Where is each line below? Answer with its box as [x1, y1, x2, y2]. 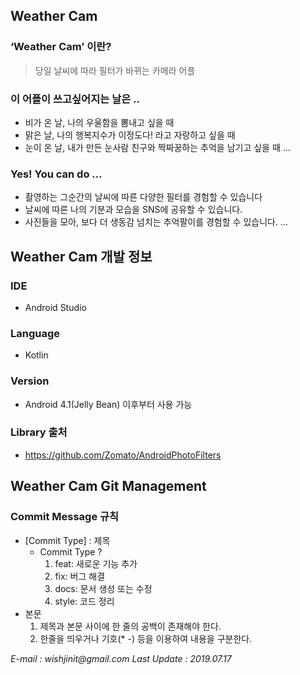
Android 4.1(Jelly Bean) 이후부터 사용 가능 [24, 398, 193, 410]
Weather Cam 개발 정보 [10, 248, 153, 265]
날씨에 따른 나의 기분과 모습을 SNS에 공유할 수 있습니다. [24, 204, 243, 216]
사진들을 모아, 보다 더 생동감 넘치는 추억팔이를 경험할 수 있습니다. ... [24, 216, 288, 228]
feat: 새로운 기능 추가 [54, 557, 138, 569]
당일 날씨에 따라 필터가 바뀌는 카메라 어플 [34, 64, 196, 76]
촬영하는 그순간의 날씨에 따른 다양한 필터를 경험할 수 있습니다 [24, 191, 263, 203]
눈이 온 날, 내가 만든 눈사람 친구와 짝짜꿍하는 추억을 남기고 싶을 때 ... [24, 141, 291, 153]
